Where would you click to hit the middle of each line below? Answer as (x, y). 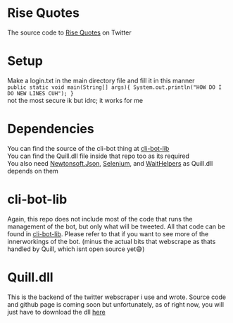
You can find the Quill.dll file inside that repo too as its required (99, 156)
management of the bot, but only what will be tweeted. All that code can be (116, 226)
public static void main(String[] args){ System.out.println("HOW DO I (114, 87)
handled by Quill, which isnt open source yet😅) (76, 249)
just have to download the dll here (56, 312)
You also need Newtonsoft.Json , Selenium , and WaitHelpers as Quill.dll (110, 163)
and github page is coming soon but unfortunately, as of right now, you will (115, 304)
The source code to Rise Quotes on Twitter (69, 32)
